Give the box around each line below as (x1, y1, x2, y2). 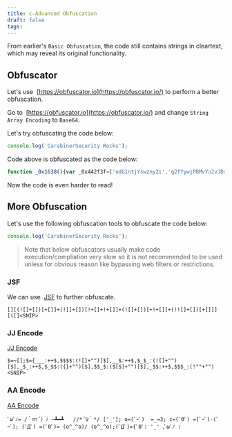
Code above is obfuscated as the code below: (7, 155, 138, 163)
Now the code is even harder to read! (7, 180, 113, 189)
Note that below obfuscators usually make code (23, 245, 161, 253)
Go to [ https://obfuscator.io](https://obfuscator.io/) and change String (7, 109, 209, 117)
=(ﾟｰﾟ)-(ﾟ (193, 416, 219, 422)
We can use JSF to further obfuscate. (7, 292, 116, 301)
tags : (7, 23, 23, 30)
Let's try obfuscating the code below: (7, 129, 114, 138)
